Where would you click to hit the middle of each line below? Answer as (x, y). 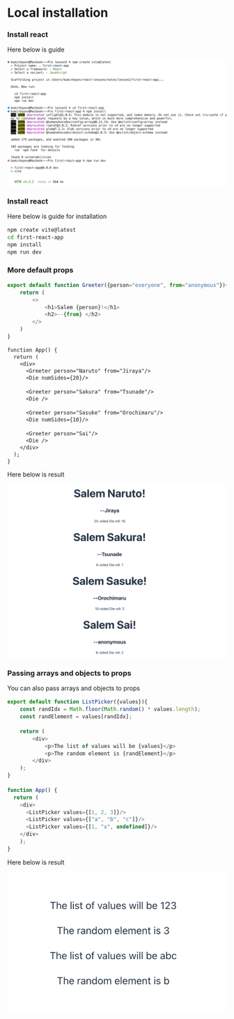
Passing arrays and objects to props (69, 674)
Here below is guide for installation (57, 217)
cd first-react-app (36, 238)
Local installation (58, 13)
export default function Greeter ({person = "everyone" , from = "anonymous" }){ (118, 285)
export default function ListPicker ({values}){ (78, 702)
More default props (40, 270)
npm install (24, 244)
